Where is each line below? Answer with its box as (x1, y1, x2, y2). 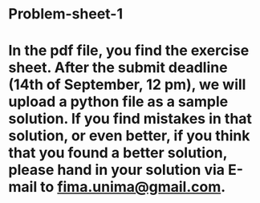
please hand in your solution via (8, 161, 225, 179)
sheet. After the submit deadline (8, 59, 228, 77)
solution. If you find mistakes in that (8, 110, 253, 128)
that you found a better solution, (8, 144, 228, 162)
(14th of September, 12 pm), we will (8, 75, 246, 94)
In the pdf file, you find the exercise (8, 42, 250, 60)
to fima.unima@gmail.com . (39, 178, 226, 197)
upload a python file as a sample (8, 93, 229, 111)
